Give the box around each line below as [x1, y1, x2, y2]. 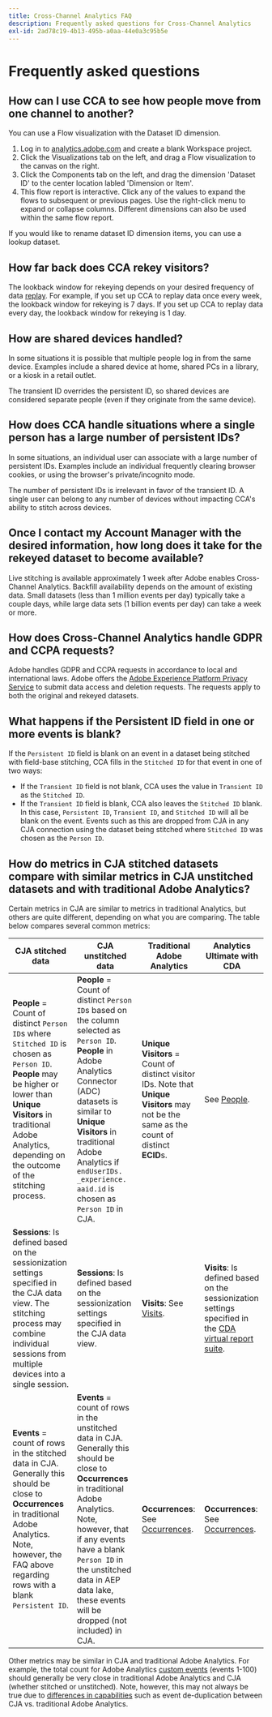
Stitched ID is [12, 1038, 67, 1050]
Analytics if [76, 1157, 120, 1168]
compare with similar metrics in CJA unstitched [8, 869, 253, 883]
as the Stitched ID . [19, 790, 85, 800]
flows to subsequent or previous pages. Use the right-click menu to [19, 195, 246, 205]
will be [76, 1605, 102, 1616]
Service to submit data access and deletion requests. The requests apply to [8, 682, 261, 692]
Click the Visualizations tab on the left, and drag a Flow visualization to [19, 152, 257, 162]
